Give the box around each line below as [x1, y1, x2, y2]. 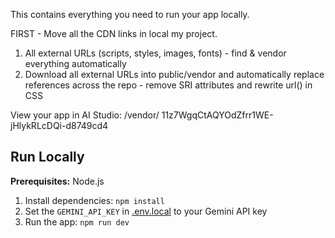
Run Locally [10, 149, 85, 166]
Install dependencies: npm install [24, 194, 165, 206]
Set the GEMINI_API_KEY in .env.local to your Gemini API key [24, 205, 268, 217]
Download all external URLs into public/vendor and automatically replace [24, 69, 325, 80]
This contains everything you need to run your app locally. [10, 9, 250, 20]
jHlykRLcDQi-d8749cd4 [10, 120, 109, 131]
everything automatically [24, 58, 127, 69]
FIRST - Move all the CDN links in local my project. [10, 28, 218, 39]
